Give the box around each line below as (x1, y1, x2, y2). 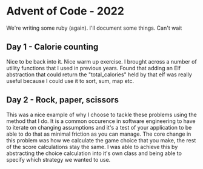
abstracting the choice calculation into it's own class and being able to (6, 150, 182, 157)
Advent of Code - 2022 (6, 4, 124, 18)
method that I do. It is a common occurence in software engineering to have (6, 117, 196, 125)
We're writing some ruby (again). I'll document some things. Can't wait (6, 24, 182, 31)
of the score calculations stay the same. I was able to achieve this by (6, 143, 178, 150)
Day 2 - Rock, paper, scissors (6, 95, 119, 105)
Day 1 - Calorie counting (6, 42, 99, 52)
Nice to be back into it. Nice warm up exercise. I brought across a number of (6, 58, 197, 65)
